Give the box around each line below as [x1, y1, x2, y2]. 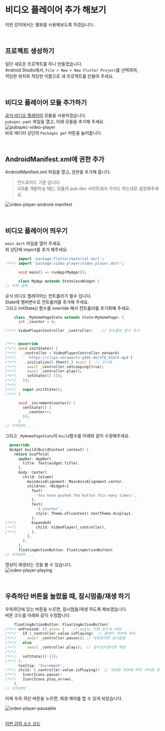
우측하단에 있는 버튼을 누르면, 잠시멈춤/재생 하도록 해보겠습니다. [5, 606, 128, 612]
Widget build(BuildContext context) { [9, 447, 89, 452]
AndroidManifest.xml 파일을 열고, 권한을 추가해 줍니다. [5, 169, 111, 175]
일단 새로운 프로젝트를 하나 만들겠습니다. [5, 61, 82, 67]
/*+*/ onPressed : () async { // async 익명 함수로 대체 [5, 626, 121, 631]
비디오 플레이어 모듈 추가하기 [5, 99, 87, 107]
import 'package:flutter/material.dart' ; [18, 256, 105, 262]
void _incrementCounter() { [18, 401, 76, 406]
